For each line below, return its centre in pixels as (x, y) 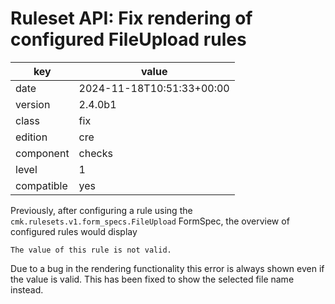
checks (95, 153)
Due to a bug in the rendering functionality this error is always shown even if (167, 268)
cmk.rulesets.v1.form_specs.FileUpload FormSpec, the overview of (150, 221)
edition (31, 137)
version (33, 104)
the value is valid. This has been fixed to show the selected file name (152, 279)
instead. (27, 289)
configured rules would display (74, 231)
